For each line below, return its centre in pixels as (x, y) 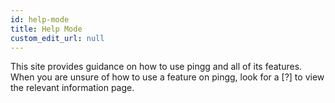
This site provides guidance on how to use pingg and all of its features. (156, 67)
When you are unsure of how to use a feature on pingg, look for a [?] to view (167, 77)
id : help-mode (40, 19)
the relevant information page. (72, 88)
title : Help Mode (46, 29)
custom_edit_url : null (57, 38)
